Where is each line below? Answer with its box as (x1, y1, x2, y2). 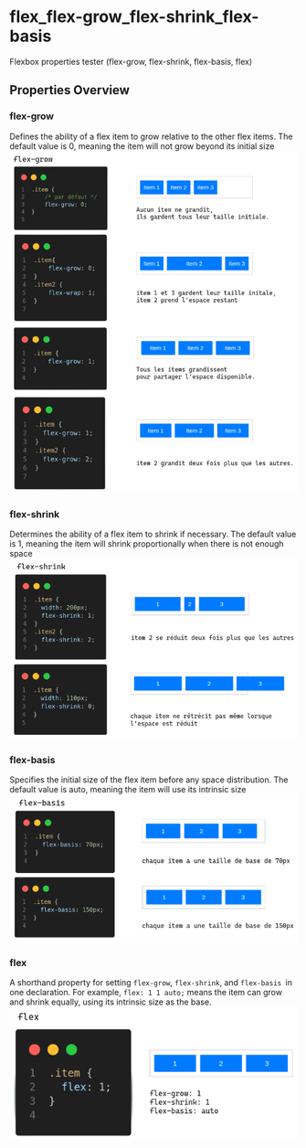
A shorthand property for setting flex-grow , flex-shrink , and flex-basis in (9, 976, 293, 988)
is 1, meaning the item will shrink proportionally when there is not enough (9, 538, 285, 549)
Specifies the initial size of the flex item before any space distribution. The (9, 774, 289, 785)
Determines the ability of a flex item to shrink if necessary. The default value (9, 528, 297, 539)
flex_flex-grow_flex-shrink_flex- (9, 6, 259, 27)
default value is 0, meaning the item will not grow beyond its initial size (9, 140, 275, 152)
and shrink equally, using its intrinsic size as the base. (9, 996, 212, 1007)
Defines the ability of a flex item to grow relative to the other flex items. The (9, 131, 293, 142)
